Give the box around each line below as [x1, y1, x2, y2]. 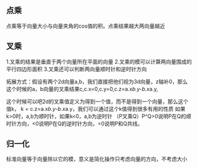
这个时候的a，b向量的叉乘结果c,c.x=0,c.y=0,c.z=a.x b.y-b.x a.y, [6, 85, 158, 93]
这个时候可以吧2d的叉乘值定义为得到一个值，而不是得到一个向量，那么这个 [6, 98, 189, 105]
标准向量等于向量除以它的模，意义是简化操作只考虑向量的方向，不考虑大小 [6, 156, 187, 163]
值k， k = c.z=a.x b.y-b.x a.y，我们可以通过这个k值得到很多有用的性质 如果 [6, 105, 186, 112]
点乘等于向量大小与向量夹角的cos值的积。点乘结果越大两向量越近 [6, 22, 165, 29]
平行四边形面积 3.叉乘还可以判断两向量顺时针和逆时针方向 [6, 65, 147, 73]
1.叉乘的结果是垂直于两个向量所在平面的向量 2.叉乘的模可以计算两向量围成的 [6, 58, 192, 65]
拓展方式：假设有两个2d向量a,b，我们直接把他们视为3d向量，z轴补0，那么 [6, 78, 188, 85]
